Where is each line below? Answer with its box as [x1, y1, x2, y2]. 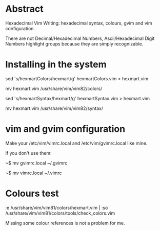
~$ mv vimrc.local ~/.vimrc [5, 170, 63, 176]
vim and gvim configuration [5, 123, 126, 135]
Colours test [5, 188, 59, 199]
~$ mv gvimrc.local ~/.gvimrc [5, 159, 68, 166]
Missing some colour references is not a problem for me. [5, 220, 125, 226]
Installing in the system [5, 59, 107, 71]
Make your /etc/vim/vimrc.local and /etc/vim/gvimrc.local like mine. [5, 140, 148, 146]
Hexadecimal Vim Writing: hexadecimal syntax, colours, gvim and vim [5, 20, 152, 26]
